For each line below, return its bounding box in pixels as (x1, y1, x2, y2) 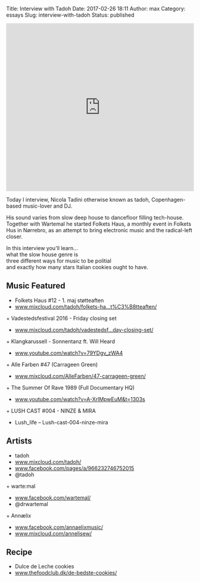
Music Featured (6, 281, 65, 291)
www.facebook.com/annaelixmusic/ (14, 524, 104, 531)
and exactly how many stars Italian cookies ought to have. (6, 264, 149, 270)
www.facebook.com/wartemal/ (14, 494, 91, 501)
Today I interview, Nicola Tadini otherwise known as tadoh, (6, 196, 151, 203)
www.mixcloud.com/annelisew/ (14, 529, 92, 537)
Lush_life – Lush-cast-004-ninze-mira (14, 418, 108, 426)
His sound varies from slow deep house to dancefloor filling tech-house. (6, 214, 184, 221)
